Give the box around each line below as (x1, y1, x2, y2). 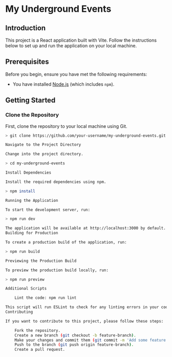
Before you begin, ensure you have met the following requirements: (5, 71, 147, 77)
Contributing (5, 309, 33, 314)
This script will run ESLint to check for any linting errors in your (5, 305, 159, 310)
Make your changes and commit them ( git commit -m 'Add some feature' (14, 337, 168, 343)
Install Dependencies (5, 170, 52, 175)
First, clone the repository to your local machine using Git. (5, 123, 127, 129)
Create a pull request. (14, 347, 66, 352)
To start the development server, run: (5, 207, 91, 212)
